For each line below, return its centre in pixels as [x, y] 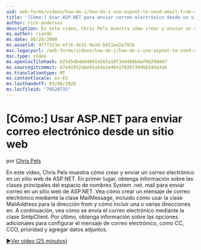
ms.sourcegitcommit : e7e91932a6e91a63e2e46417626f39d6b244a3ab [87, 67]
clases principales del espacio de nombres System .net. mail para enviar [95, 185]
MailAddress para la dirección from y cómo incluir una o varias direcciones [98, 204]
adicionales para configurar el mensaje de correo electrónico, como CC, [95, 223]
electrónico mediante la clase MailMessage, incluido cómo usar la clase [95, 197]
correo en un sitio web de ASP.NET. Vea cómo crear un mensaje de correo [98, 191]
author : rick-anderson [34, 23]
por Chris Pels [24, 161]
